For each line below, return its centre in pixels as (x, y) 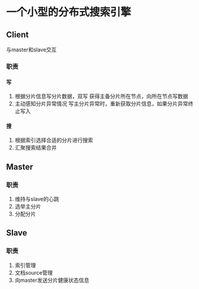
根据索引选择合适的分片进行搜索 (54, 140)
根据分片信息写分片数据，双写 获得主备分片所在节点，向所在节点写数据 (101, 97)
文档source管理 (34, 272)
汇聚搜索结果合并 (36, 148)
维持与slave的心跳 (37, 199)
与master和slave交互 (31, 49)
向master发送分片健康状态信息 (52, 280)
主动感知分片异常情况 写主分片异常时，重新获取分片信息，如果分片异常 (101, 104)
